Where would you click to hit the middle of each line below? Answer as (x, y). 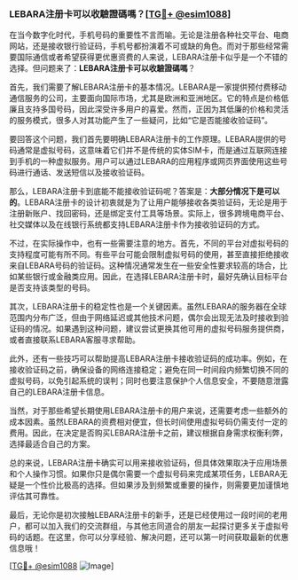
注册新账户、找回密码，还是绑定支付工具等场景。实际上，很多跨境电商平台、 (149, 214)
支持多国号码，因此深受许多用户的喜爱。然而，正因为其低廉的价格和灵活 (157, 109)
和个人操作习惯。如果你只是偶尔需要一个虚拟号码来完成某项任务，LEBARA (145, 474)
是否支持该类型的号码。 (52, 288)
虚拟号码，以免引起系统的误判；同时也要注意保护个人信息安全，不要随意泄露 (149, 381)
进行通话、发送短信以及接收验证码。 (82, 172)
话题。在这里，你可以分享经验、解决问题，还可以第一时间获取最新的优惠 (157, 537)
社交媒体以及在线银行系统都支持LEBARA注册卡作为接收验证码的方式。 (137, 224)
